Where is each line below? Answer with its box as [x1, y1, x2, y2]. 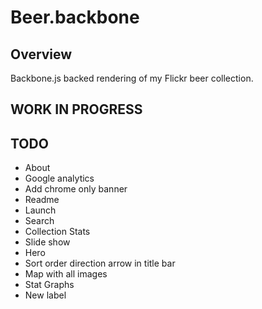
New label [24, 289, 67, 301]
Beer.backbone [10, 6, 140, 29]
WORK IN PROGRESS [10, 101, 143, 118]
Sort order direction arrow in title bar [24, 257, 176, 270]
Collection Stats [24, 226, 91, 238]
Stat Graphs [24, 279, 75, 291]
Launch [24, 204, 57, 216]
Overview [10, 46, 73, 63]
